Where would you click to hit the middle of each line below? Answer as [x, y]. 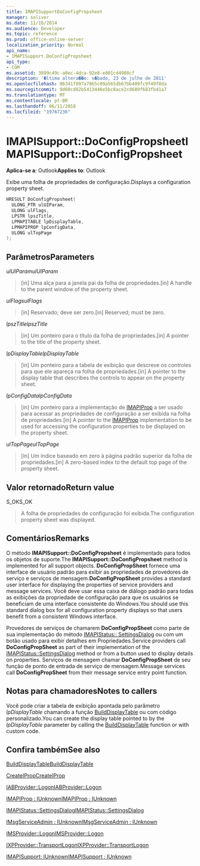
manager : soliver [28, 17]
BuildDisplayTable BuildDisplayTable [50, 764]
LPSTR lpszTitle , [33, 216]
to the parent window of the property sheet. [75, 289]
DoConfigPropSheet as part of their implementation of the [78, 647]
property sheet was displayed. [58, 519]
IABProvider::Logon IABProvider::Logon [54, 787]
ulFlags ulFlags [24, 301]
